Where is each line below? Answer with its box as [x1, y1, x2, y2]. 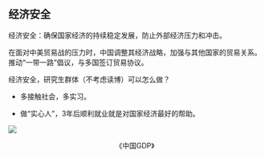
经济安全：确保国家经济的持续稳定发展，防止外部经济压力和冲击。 [8, 30, 226, 40]
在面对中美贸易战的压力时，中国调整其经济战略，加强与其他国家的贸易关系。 [8, 47, 262, 57]
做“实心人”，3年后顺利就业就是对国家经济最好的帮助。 [19, 108, 200, 118]
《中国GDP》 [115, 140, 155, 150]
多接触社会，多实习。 [19, 91, 91, 101]
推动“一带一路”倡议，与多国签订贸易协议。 [8, 57, 149, 67]
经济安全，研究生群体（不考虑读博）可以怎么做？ [8, 75, 170, 84]
